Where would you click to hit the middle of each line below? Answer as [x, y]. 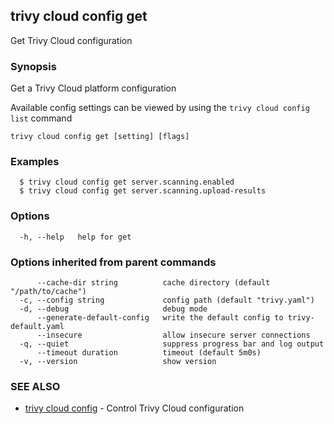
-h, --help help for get [75, 237]
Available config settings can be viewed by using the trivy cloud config [160, 108]
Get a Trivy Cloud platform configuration [93, 88]
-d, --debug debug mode [113, 309]
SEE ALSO [35, 386]
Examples [35, 162]
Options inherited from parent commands [113, 262]
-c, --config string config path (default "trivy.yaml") [167, 300]
